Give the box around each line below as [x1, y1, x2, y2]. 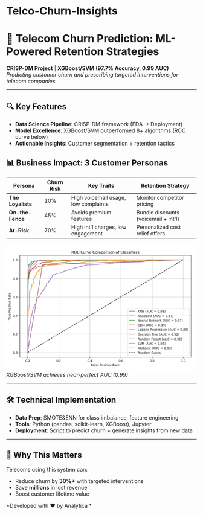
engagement [71, 230, 103, 237]
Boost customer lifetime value [14, 490, 89, 497]
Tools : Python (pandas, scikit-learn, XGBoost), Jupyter [14, 420, 152, 427]
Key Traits [88, 182, 115, 189]
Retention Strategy [141, 182, 190, 189]
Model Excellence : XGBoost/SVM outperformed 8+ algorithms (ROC [14, 127, 186, 134]
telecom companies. [6, 77, 57, 85]
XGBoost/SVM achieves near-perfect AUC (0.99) [6, 371, 129, 378]
